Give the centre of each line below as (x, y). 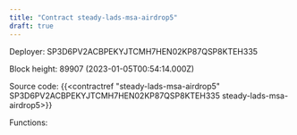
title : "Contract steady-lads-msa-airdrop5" (93, 17)
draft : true (31, 26)
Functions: (29, 122)
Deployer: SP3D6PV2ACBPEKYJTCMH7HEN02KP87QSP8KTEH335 (133, 51)
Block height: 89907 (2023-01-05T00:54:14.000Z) (102, 69)
